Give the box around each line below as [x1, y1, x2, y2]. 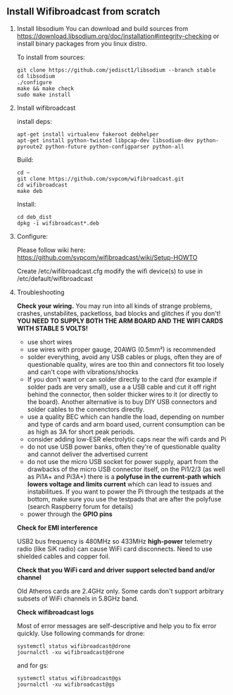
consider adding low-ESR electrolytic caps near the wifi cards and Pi [27, 434, 227, 443]
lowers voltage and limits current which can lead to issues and [27, 480, 212, 488]
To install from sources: [16, 53, 85, 61]
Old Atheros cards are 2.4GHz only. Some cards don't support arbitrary [16, 587, 225, 595]
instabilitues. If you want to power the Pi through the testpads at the [27, 487, 225, 496]
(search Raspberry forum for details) [27, 502, 134, 511]
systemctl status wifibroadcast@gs [16, 675, 122, 682]
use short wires [27, 337, 73, 346]
